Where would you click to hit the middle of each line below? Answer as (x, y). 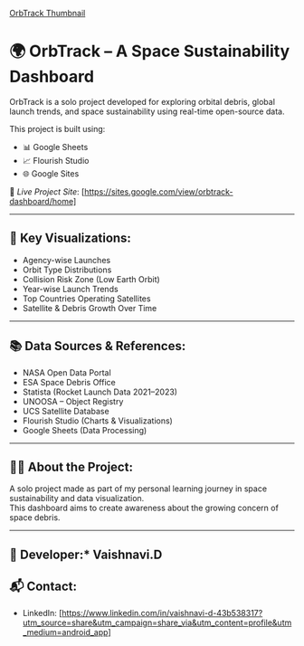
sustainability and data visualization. (77, 499)
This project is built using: (57, 128)
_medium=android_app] (66, 632)
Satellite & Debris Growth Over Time (90, 308)
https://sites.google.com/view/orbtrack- (159, 191)
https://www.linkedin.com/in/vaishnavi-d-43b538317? (162, 613)
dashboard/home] (43, 201)
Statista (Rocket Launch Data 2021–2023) (100, 392)
